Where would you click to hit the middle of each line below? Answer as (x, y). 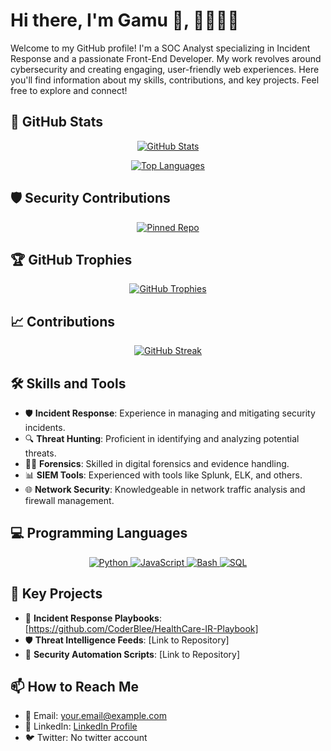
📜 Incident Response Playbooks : (93, 618)
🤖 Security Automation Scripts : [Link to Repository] (132, 654)
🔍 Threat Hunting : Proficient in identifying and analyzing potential (162, 438)
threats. (40, 453)
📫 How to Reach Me (74, 687)
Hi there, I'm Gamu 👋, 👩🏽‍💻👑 (125, 20)
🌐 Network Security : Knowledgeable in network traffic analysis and (165, 489)
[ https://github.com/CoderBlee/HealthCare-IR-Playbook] (141, 628)
